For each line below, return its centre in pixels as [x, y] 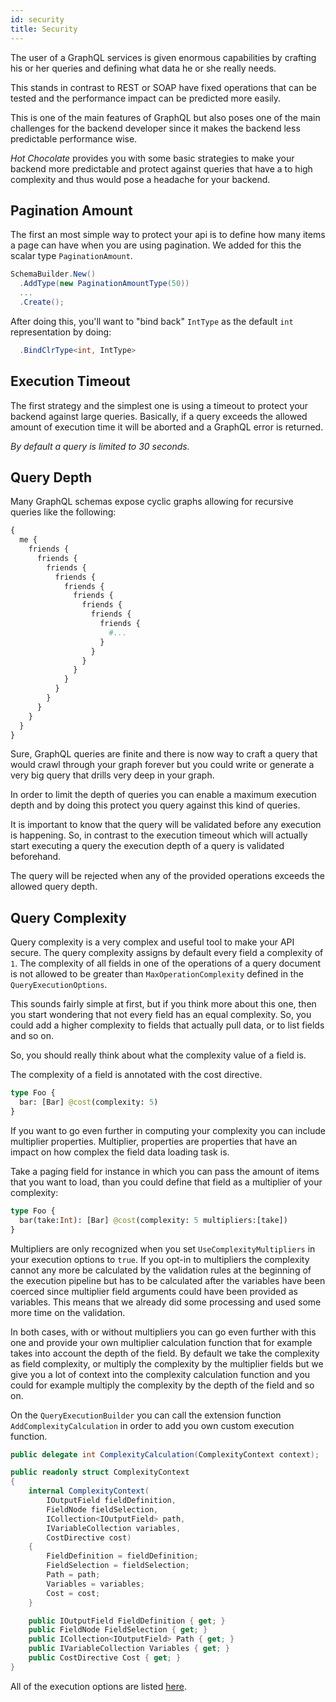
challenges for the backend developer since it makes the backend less [155, 128]
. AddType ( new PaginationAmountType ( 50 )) [104, 284]
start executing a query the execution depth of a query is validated [147, 846]
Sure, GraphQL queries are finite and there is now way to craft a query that [164, 754]
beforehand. [36, 857]
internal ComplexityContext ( [89, 1491]
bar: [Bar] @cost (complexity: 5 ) [89, 1102]
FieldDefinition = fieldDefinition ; [122, 1556]
